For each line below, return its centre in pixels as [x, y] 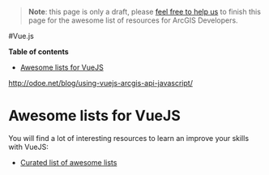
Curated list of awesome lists [68, 162]
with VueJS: [28, 147]
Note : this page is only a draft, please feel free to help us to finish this [145, 12]
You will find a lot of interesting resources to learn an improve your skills [129, 138]
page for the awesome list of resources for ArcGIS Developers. [133, 20]
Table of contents [38, 51]
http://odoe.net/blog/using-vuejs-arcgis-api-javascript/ [100, 83]
